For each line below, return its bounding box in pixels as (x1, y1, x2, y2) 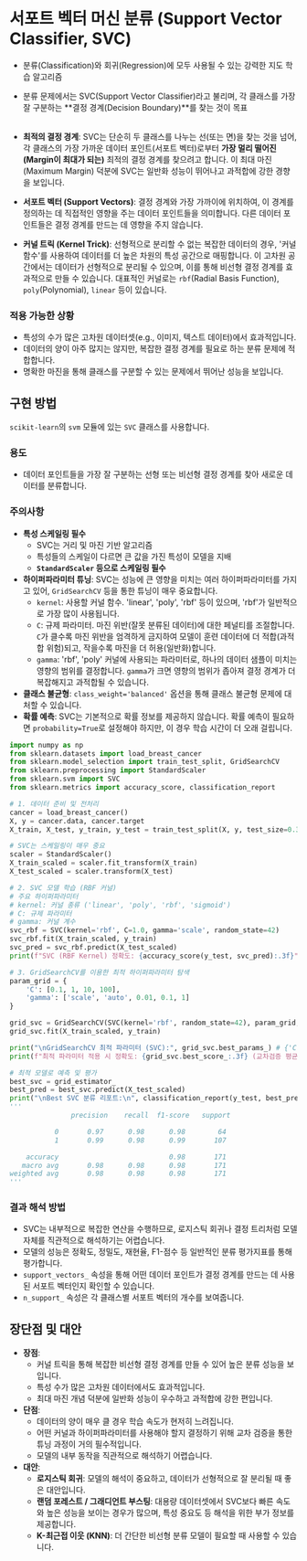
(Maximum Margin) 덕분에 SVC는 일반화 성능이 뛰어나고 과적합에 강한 (22, 165, 274, 176)
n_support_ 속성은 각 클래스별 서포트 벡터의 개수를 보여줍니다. (22, 1292, 245, 1303)
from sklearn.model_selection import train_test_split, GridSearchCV (9, 758, 281, 767)
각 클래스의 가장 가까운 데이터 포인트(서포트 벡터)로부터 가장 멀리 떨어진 (22, 143, 277, 154)
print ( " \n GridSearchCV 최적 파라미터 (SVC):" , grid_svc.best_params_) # (9, 1043, 281, 1052)
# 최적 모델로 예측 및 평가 (9, 1068, 98, 1078)
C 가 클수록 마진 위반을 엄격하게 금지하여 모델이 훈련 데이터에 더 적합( (36, 631, 281, 642)
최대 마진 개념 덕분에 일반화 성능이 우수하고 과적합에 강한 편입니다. (36, 1393, 273, 1404)
